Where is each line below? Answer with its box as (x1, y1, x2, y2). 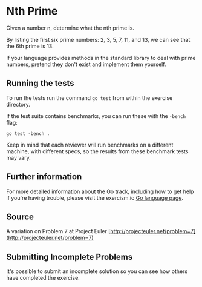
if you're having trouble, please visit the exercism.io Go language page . (6, 194, 183, 201)
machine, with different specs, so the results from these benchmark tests (6, 147, 189, 155)
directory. (6, 101, 30, 108)
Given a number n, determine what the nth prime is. (6, 24, 135, 31)
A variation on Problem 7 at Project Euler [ (6, 228, 111, 235)
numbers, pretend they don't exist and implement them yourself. (6, 61, 166, 68)
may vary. (6, 154, 31, 161)
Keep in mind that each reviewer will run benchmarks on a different (6, 141, 174, 148)
